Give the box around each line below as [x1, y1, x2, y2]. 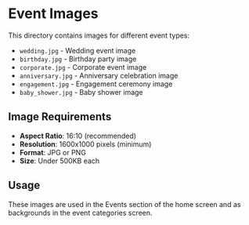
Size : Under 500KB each [19, 156, 100, 165]
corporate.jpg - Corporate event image [19, 62, 147, 71]
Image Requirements [8, 111, 112, 124]
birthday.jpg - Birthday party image [19, 54, 137, 64]
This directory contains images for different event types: [8, 31, 190, 40]
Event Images [8, 5, 99, 23]
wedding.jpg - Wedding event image [19, 45, 136, 55]
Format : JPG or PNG [19, 147, 86, 157]
